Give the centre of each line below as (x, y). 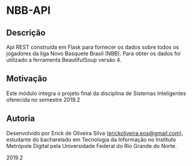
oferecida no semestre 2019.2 (43, 99)
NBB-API (29, 11)
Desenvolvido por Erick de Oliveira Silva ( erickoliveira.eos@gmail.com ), (95, 133)
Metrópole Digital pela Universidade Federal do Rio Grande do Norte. (91, 146)
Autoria (20, 119)
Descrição (26, 33)
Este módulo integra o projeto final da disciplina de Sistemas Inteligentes (96, 93)
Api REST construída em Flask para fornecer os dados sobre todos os (93, 47)
